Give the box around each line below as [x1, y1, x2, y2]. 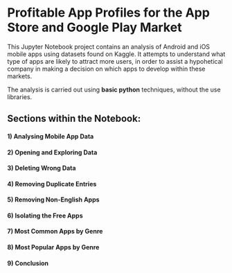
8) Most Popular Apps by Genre [7, 243, 100, 252]
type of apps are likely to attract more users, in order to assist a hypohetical [7, 57, 223, 65]
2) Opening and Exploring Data [7, 148, 98, 157]
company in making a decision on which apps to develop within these [7, 64, 206, 73]
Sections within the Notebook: [7, 113, 141, 125]
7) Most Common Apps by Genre [7, 227, 103, 236]
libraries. [7, 92, 33, 101]
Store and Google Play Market [7, 19, 182, 35]
